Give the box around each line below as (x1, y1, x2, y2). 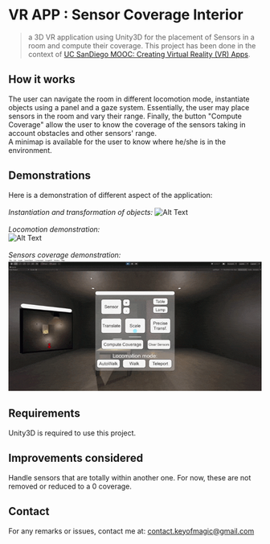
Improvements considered (8, 451, 143, 465)
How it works (8, 72, 76, 86)
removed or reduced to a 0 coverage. (8, 481, 133, 491)
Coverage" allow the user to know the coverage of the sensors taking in (8, 119, 247, 130)
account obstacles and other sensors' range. (8, 128, 157, 138)
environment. (8, 145, 52, 155)
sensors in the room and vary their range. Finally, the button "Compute (8, 111, 243, 121)
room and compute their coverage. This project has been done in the (27, 40, 256, 50)
